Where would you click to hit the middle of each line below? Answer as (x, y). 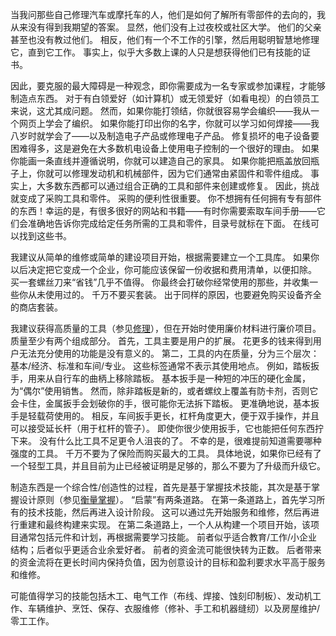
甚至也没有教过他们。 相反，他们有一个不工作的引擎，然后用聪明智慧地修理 (165, 39)
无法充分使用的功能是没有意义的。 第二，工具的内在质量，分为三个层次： (169, 353)
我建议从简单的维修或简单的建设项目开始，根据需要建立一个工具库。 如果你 (165, 257)
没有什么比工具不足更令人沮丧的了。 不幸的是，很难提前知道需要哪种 (180, 441)
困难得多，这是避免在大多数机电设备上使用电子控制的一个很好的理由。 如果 (165, 148)
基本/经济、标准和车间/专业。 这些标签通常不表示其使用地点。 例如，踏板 (160, 366)
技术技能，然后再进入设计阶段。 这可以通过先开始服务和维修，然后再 (169, 512)
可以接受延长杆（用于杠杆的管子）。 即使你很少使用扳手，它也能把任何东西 (162, 428)
